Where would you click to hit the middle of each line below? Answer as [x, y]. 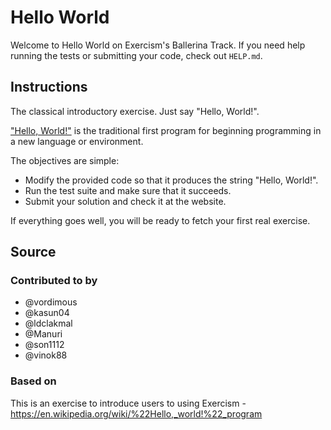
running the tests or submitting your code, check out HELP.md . [136, 55]
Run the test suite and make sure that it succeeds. [128, 190]
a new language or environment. [77, 141]
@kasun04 [47, 313]
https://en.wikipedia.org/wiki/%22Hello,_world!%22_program [136, 413]
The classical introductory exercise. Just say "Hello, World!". [135, 111]
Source [33, 252]
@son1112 [44, 345]
